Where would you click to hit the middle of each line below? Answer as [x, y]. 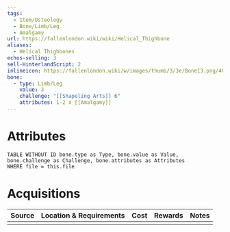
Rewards [168, 215]
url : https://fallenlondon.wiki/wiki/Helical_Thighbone [88, 39]
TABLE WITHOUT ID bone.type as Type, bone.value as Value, [93, 155]
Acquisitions [44, 194]
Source [23, 215]
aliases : [20, 45]
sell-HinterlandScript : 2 [44, 64]
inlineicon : [24, 70]
